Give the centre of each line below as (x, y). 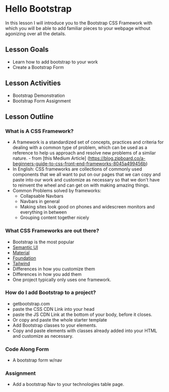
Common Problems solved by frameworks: (57, 191)
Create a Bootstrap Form (38, 67)
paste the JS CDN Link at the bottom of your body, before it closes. (82, 314)
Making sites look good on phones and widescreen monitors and (87, 207)
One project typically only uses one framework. (62, 279)
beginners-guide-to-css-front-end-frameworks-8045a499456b (79, 164)
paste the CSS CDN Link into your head (53, 309)
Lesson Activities (33, 83)
